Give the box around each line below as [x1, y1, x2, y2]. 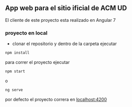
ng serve [5, 87, 23, 92]
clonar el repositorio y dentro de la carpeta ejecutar [12, 41, 117, 47]
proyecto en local [5, 29, 48, 36]
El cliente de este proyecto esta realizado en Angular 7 [5, 17, 116, 23]
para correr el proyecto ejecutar [5, 59, 70, 65]
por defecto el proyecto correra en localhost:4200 [5, 96, 107, 102]
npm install [5, 51, 30, 55]
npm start [5, 69, 26, 74]
